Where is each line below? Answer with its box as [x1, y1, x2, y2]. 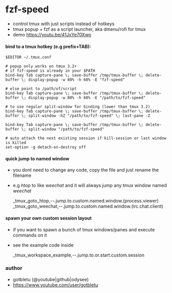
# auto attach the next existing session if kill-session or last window [5, 136, 167, 141]
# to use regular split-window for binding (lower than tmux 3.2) [5, 104, 150, 109]
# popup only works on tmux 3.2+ [5, 64, 77, 69]
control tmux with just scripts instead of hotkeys [12, 21, 114, 27]
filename [12, 172, 32, 178]
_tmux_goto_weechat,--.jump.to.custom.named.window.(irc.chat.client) [12, 203, 163, 209]
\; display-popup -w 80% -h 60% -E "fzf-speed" [21, 77, 125, 83]
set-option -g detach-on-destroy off [5, 145, 86, 150]
